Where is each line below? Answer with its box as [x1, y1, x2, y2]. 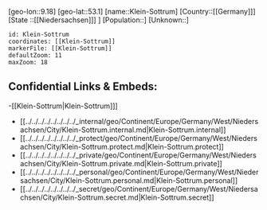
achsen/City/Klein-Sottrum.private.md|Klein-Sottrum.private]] [19, 158, 223, 168]
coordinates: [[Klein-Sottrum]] [8, 37, 116, 45]
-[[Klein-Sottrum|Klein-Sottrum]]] [8, 101, 118, 111]
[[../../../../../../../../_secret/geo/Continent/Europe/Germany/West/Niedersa [19, 184, 259, 193]
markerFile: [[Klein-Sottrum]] [8, 45, 112, 52]
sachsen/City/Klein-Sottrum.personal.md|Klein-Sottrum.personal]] [19, 175, 238, 185]
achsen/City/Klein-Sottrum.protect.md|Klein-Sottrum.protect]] [19, 142, 225, 151]
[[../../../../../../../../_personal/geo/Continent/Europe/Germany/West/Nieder [19, 167, 259, 177]
